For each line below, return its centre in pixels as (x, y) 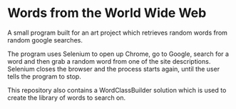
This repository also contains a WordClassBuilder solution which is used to (117, 90)
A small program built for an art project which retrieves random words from (118, 33)
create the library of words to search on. (67, 98)
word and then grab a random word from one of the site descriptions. (109, 61)
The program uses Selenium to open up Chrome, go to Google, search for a (118, 54)
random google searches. (45, 40)
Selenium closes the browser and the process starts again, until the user (113, 69)
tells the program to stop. (45, 76)
